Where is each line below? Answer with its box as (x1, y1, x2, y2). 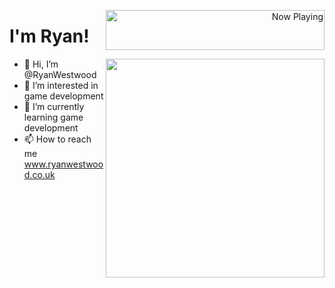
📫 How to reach (23, 133, 92, 145)
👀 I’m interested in (23, 79, 99, 91)
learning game (23, 111, 84, 123)
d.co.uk (23, 168, 56, 180)
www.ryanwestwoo (23, 158, 104, 170)
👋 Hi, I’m (23, 58, 59, 70)
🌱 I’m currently (23, 100, 85, 112)
